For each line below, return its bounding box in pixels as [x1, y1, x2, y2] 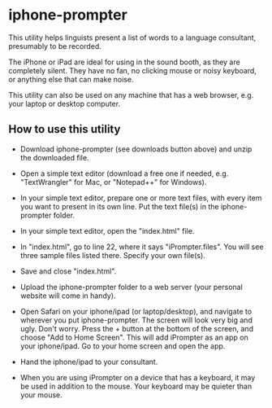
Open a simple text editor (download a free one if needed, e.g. [19, 169, 229, 178]
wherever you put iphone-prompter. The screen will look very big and [19, 315, 253, 325]
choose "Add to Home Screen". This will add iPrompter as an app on [19, 332, 249, 342]
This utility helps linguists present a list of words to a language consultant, [8, 33, 257, 42]
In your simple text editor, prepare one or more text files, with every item [19, 193, 262, 203]
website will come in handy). [19, 291, 116, 301]
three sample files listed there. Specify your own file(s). [19, 250, 205, 260]
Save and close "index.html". [19, 266, 117, 276]
